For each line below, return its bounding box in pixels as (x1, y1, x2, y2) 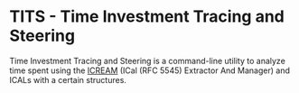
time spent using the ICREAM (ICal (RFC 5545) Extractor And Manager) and (9, 65, 291, 76)
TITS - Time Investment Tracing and (9, 6, 285, 27)
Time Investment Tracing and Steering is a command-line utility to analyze (9, 55, 286, 66)
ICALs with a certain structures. (9, 74, 126, 85)
